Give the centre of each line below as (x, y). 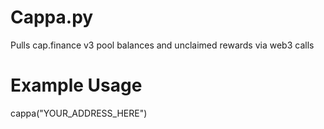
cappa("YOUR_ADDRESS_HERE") (79, 113)
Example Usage (76, 85)
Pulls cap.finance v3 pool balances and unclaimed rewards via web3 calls (162, 45)
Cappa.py (52, 17)
